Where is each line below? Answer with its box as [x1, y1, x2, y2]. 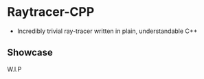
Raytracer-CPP [7, 4, 95, 20]
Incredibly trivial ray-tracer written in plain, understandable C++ [16, 27, 198, 35]
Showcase [7, 47, 54, 58]
